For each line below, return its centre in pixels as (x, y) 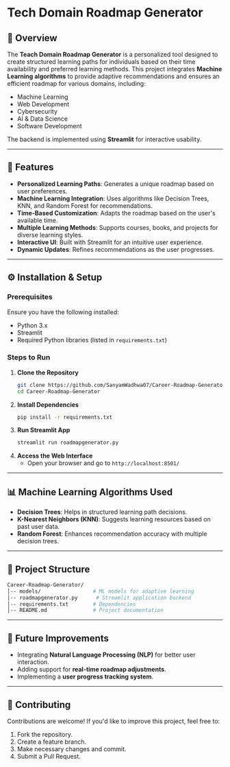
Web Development (43, 104)
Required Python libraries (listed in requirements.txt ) (92, 340)
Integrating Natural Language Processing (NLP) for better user (106, 655)
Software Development (49, 126)
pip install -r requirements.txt (65, 417)
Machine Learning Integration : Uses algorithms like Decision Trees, (113, 198)
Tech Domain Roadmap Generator (105, 13)
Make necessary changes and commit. (72, 748)
